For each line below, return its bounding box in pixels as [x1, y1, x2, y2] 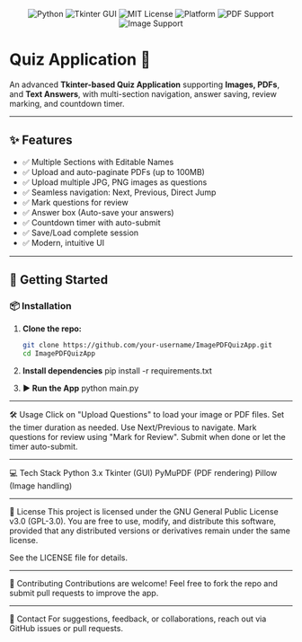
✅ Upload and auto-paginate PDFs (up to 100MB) [22, 166, 205, 177]
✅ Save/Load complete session [22, 227, 139, 238]
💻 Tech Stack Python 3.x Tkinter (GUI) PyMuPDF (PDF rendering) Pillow [9, 468, 278, 479]
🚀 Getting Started [9, 272, 109, 287]
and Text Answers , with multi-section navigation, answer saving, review [9, 88, 277, 99]
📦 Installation [9, 300, 72, 312]
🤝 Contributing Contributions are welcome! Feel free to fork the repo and [9, 578, 279, 589]
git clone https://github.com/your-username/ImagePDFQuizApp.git [22, 341, 272, 350]
